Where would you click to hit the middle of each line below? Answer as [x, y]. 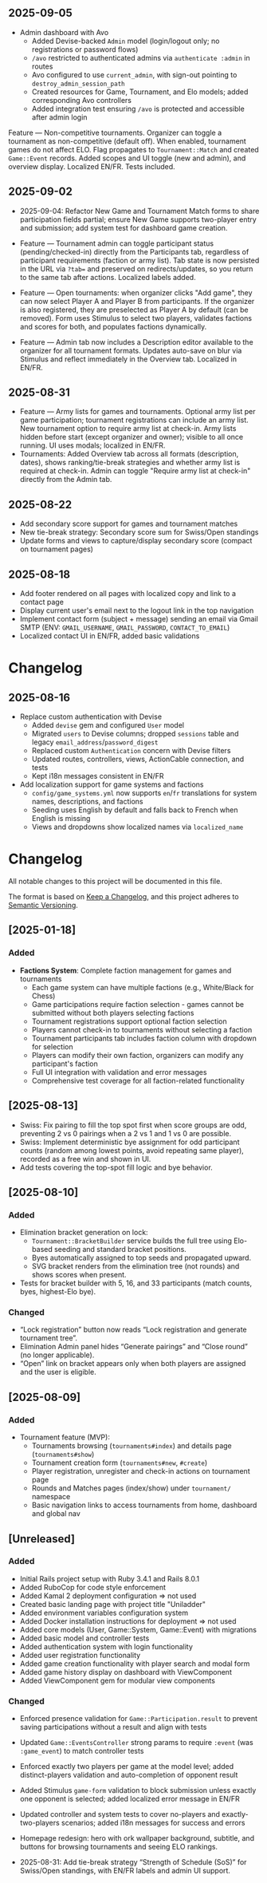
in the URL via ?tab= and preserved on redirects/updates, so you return [136, 268]
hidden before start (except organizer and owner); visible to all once [132, 437]
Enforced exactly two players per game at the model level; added [126, 1767]
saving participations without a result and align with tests [113, 1727]
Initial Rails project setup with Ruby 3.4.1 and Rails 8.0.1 [110, 1578]
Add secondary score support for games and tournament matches [129, 524]
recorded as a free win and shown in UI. [85, 1159]
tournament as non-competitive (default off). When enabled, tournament [128, 141]
